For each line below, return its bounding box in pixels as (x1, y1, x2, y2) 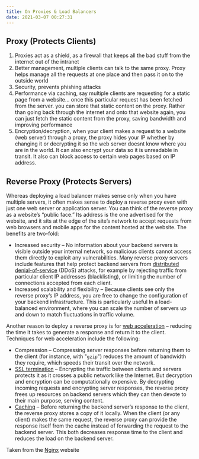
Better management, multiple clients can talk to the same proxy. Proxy (14, 65, 186, 72)
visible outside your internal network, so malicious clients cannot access (14, 248, 192, 255)
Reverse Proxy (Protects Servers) (6, 176, 132, 186)
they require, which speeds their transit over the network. (14, 359, 155, 366)
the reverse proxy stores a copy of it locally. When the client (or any (14, 410, 181, 417)
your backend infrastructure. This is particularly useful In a (14, 298, 158, 306)
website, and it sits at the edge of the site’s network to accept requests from (6, 217, 192, 224)
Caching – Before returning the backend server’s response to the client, (14, 403, 190, 410)
